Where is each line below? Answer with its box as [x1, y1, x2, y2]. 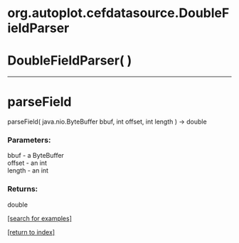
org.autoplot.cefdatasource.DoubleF [7, 5, 230, 21]
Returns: [7, 184, 38, 194]
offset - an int [7, 158, 48, 168]
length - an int [7, 166, 48, 175]
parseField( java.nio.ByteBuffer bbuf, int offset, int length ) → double [7, 117, 208, 126]
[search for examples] [7, 214, 73, 222]
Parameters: [7, 135, 51, 145]
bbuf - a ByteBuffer [7, 151, 64, 160]
